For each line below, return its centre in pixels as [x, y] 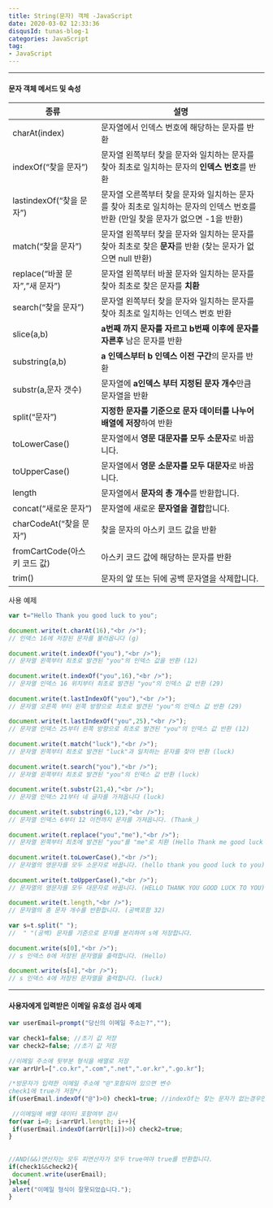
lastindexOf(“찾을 [45, 201]
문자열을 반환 [125, 396]
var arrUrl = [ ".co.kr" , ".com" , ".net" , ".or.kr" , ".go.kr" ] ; [107, 1069]
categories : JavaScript [49, 39]
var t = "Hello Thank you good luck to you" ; [83, 616]
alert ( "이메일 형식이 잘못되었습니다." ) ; [72, 1189]
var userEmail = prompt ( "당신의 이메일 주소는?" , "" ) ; [90, 1023]
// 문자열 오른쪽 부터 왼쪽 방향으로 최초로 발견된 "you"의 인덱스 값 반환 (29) [126, 706]
